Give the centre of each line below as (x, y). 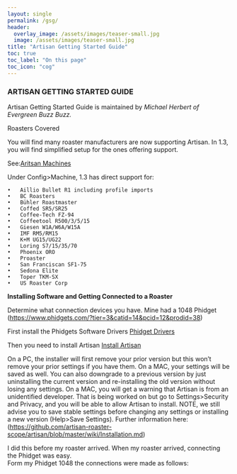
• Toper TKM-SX (33, 277)
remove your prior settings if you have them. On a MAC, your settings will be (118, 366)
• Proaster (27, 258)
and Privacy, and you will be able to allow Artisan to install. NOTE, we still (114, 404)
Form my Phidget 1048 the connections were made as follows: (98, 463)
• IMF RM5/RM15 (33, 233)
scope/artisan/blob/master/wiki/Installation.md (75, 434)
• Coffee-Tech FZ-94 (41, 215)
